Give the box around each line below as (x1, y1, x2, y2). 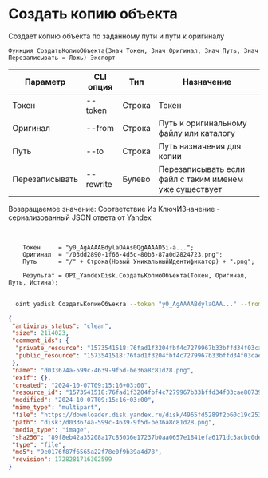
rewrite (85, 178, 113, 189)
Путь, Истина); (8, 278, 59, 286)
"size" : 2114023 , (11, 329, 69, 337)
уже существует (158, 183, 223, 194)
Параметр (25, 76, 66, 87)
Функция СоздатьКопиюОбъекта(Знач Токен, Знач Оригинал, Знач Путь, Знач (8, 46, 259, 54)
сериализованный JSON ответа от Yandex (8, 213, 152, 222)
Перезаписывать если (158, 163, 246, 174)
